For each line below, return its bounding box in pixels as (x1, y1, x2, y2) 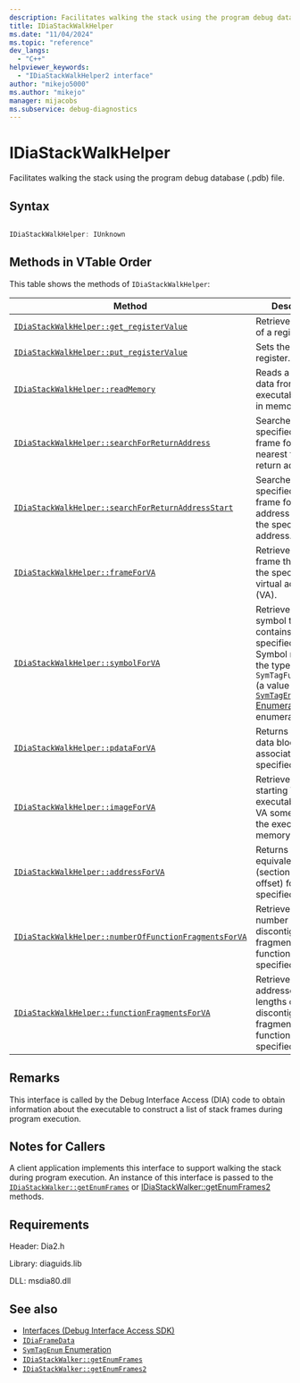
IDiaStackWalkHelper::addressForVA (13, 866, 165, 877)
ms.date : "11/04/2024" (9, 30, 94, 38)
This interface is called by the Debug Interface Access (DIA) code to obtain (9, 1094, 286, 1105)
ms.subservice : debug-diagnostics (9, 105, 138, 114)
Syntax (9, 198, 50, 214)
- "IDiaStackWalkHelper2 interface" (17, 72, 154, 80)
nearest (255, 448, 288, 460)
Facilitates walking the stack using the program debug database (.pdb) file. (9, 173, 286, 183)
